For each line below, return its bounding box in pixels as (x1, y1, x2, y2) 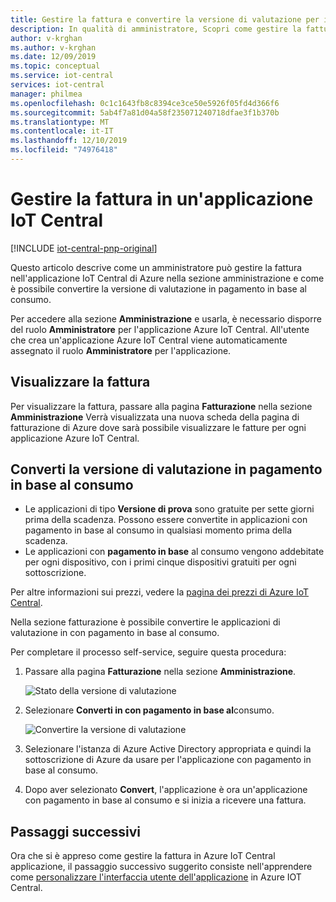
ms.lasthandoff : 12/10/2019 (10, 136, 128, 146)
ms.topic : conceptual (10, 61, 101, 71)
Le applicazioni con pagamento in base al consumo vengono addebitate (24, 546, 325, 558)
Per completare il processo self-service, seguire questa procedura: (10, 646, 287, 658)
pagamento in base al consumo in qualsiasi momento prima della (24, 524, 293, 536)
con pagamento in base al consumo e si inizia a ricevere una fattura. (24, 794, 307, 806)
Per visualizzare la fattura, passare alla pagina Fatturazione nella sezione (10, 400, 313, 412)
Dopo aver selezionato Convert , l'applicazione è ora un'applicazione (24, 784, 308, 796)
